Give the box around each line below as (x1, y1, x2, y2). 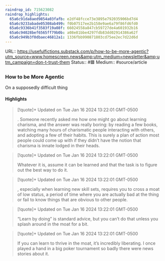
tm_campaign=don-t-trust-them (5, 59, 70, 65)
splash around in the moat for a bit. (17, 221, 89, 227)
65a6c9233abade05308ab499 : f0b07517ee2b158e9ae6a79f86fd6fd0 (9, 21, 138, 26)
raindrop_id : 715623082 (5, 7, 54, 12)
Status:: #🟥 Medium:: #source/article (71, 59, 147, 65)
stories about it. (17, 251, 49, 257)
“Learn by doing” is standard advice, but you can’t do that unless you (17, 216, 159, 222)
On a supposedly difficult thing (5, 85, 68, 90)
